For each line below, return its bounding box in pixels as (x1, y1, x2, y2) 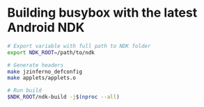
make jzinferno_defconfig (7, 68, 82, 75)
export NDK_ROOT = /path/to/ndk (7, 49, 95, 56)
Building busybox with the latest (7, 5, 198, 21)
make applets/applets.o (7, 74, 77, 81)
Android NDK (7, 19, 85, 35)
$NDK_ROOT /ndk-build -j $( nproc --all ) (7, 94, 120, 101)
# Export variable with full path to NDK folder (7, 42, 151, 49)
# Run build (7, 87, 42, 94)
